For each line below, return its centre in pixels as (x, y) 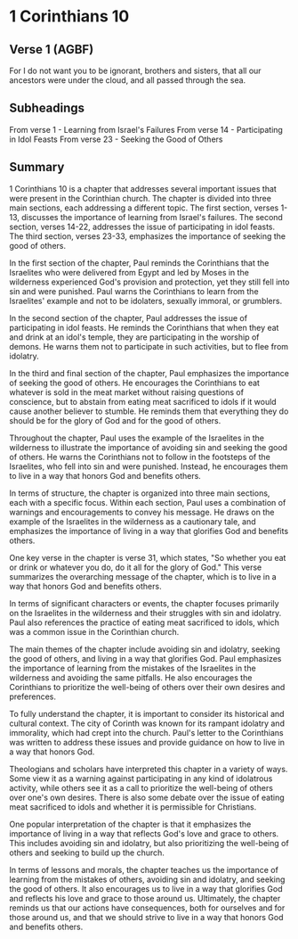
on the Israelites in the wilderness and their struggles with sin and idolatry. (145, 613)
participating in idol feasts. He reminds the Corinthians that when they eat (144, 327)
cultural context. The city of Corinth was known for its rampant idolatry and (147, 723)
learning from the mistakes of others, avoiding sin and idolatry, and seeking (147, 879)
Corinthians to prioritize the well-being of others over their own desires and (147, 687)
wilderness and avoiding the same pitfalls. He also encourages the (131, 677)
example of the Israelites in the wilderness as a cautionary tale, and (133, 521)
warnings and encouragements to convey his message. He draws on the (142, 512)
